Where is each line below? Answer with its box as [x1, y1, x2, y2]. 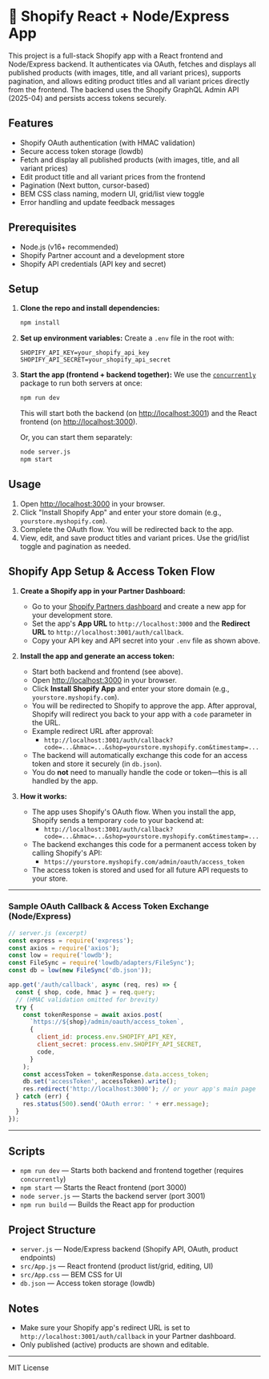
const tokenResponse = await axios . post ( [22, 1010, 163, 1018]
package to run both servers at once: [19, 378, 143, 388]
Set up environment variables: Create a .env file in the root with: [19, 333, 235, 343]
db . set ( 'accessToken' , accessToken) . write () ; [22, 1078, 178, 1086]
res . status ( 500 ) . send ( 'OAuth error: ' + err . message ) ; [22, 1100, 210, 1108]
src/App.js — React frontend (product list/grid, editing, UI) [19, 1261, 214, 1271]
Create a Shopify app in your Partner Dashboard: [19, 586, 186, 595]
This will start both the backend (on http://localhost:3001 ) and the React [19, 409, 258, 418]
